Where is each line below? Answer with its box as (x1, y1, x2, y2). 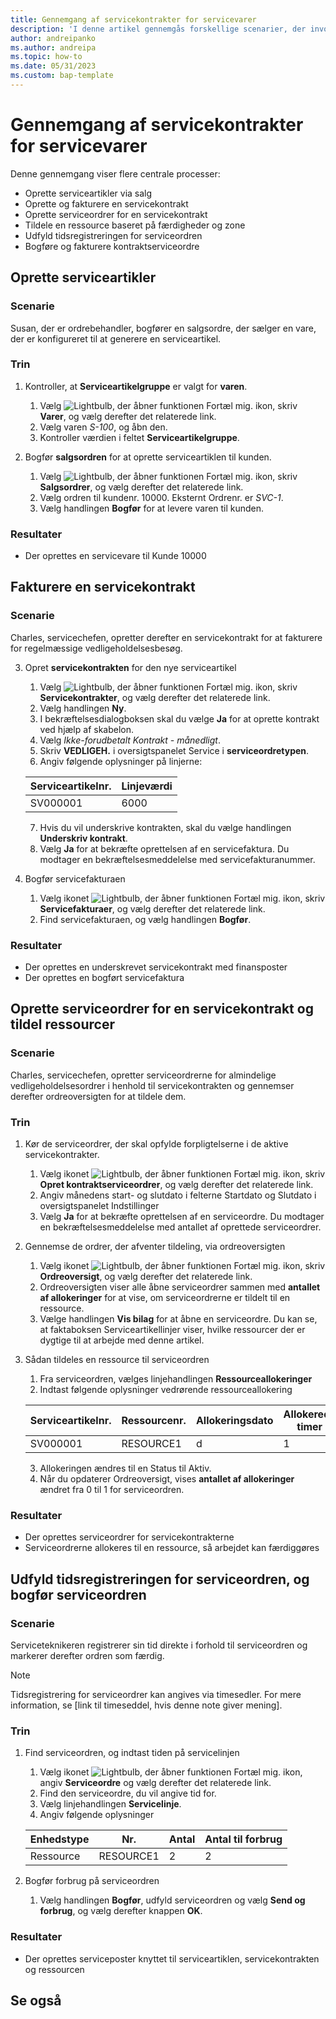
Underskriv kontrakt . (39, 832, 128, 844)
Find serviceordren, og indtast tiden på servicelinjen (24, 1747, 240, 1759)
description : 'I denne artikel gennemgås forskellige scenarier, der (10, 24, 307, 34)
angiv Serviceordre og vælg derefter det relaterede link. (39, 1777, 272, 1789)
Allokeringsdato (195, 1414, 274, 1428)
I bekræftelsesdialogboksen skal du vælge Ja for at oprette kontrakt (39, 712, 320, 725)
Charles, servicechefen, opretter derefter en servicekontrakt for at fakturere (10, 631, 323, 643)
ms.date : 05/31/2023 (10, 61, 97, 71)
